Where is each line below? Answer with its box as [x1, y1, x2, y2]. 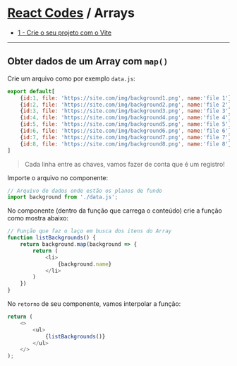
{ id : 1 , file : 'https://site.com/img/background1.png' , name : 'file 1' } [20, 94, 232, 102]
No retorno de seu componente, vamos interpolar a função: [7, 300, 181, 308]
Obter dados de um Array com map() [7, 55, 169, 68]
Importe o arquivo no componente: [7, 173, 108, 182]
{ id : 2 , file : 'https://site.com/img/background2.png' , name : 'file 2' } [20, 101, 232, 108]
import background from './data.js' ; [7, 194, 119, 201]
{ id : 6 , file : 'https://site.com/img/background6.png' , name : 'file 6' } [20, 127, 232, 134]
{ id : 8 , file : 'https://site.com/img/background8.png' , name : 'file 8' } [20, 140, 232, 148]
